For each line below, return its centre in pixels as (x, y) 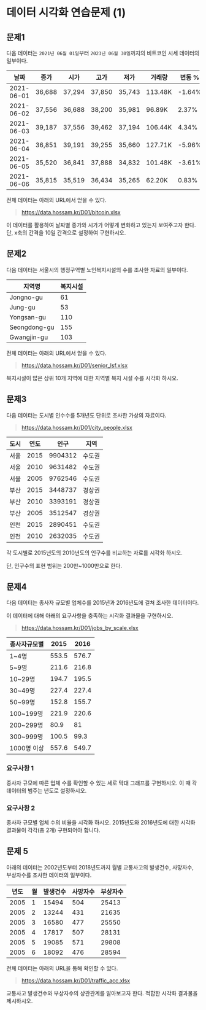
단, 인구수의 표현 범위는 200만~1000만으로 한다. (64, 565)
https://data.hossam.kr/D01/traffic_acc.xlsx (76, 981)
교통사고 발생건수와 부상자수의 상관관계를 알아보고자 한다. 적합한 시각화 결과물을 (102, 993)
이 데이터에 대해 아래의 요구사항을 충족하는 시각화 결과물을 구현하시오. (90, 616)
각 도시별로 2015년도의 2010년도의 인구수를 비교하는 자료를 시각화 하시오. (94, 553)
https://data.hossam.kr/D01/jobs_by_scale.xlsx (80, 628)
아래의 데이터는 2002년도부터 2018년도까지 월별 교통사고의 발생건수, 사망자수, (100, 867)
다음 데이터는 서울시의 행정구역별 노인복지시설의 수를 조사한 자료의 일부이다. (97, 270)
